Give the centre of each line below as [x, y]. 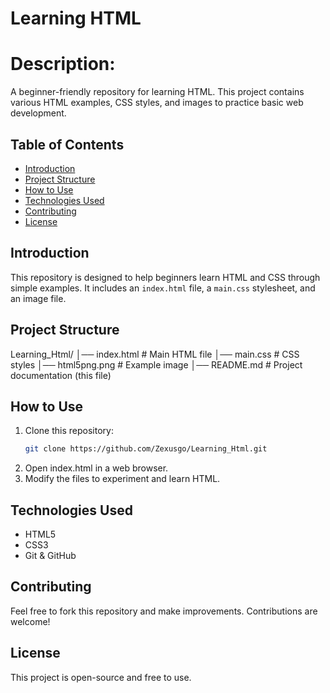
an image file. [38, 298]
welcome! [30, 621]
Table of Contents [67, 144]
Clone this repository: [69, 431]
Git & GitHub [50, 556]
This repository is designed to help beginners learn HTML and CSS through [165, 277]
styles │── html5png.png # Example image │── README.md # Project [156, 364]
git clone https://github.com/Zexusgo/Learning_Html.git [146, 449]
